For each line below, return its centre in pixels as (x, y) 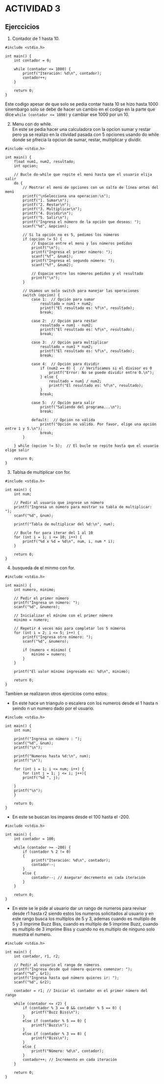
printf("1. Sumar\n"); (46, 200)
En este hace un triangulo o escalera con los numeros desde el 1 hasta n (85, 703)
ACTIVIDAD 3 (33, 9)
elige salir (17, 450)
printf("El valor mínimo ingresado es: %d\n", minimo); (72, 672)
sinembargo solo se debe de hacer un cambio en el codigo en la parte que (80, 109)
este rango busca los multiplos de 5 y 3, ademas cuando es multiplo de (84, 919)
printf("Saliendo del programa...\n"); (81, 407)
